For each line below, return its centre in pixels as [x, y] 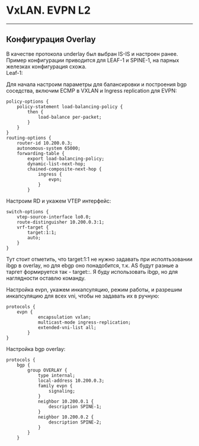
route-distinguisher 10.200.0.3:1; [61, 222]
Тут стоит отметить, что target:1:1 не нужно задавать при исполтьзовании [99, 259]
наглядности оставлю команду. [46, 278]
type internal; [57, 375]
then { [36, 112]
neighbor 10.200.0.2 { [66, 417]
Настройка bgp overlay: [36, 349]
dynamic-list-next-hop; [57, 164]
